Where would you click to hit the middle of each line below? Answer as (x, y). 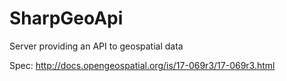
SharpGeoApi (66, 18)
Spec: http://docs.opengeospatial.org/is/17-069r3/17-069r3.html (142, 65)
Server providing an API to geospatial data (96, 46)
